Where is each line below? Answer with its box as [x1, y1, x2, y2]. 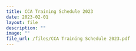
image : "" [6, 30, 31, 36]
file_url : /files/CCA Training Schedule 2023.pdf [6, 36, 131, 42]
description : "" [6, 25, 46, 31]
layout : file [6, 19, 38, 25]
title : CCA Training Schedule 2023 [6, 8, 94, 15]
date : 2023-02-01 [6, 14, 49, 20]
